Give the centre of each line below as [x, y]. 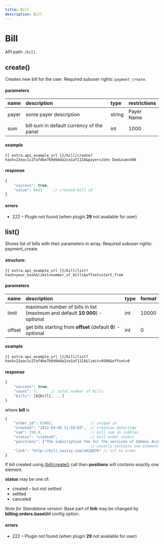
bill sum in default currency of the [64, 125]
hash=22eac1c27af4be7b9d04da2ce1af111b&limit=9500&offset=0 [68, 361]
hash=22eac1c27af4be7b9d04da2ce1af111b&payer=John [58, 160]
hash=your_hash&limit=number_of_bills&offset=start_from [64, 275]
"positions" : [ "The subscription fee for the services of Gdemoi [82, 442]
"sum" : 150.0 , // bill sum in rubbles [76, 433]
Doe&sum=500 [124, 160]
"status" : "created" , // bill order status [74, 437]
